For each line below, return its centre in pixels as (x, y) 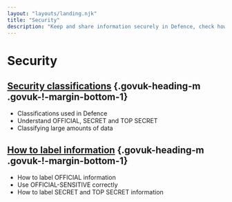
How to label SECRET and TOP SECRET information (90, 192)
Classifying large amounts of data (65, 128)
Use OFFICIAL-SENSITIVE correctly (67, 185)
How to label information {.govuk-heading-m (106, 150)
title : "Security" (33, 20)
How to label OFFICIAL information (66, 178)
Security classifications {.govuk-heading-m (104, 86)
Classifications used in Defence (62, 113)
